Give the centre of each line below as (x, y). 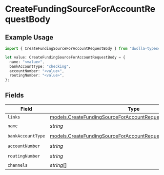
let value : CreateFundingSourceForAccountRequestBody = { (65, 57)
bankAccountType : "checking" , (40, 66)
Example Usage (29, 37)
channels (18, 165)
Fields (15, 95)
